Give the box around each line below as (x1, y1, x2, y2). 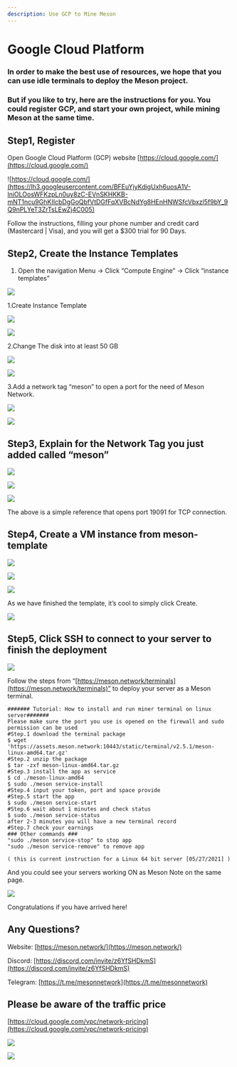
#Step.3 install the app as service (7, 768, 116, 775)
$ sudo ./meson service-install (7, 780, 103, 788)
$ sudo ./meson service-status (7, 811, 100, 818)
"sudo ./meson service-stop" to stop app (7, 836, 132, 843)
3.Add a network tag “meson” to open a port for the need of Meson (7, 383, 205, 391)
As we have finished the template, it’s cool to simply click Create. (7, 598, 198, 607)
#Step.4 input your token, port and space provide (7, 786, 161, 793)
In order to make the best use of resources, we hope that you (7, 66, 222, 76)
